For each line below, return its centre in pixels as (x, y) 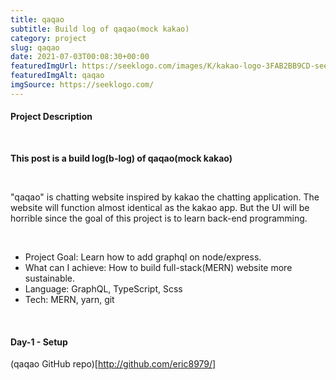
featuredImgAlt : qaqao (57, 76)
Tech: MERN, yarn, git (69, 299)
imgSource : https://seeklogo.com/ (82, 85)
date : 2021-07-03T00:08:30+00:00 (80, 57)
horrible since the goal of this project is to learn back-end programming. (159, 218)
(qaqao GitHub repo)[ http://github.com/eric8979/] (113, 364)
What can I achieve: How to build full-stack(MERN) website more (158, 267)
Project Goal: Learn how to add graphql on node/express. (143, 257)
